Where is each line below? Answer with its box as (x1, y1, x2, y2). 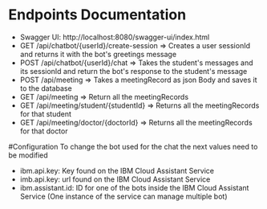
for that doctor (19, 126, 68, 136)
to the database (19, 83, 72, 93)
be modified (8, 150, 48, 160)
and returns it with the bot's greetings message (19, 49, 177, 59)
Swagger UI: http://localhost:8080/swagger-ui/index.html (19, 32, 210, 42)
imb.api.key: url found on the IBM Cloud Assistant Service (19, 174, 211, 184)
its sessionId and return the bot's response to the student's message (19, 66, 248, 76)
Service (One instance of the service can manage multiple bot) (19, 191, 228, 201)
